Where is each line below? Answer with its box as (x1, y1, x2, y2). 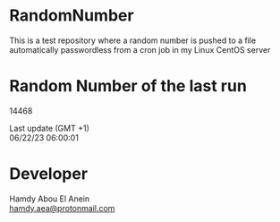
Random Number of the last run (9, 76, 248, 97)
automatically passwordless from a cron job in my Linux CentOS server (9, 44, 271, 55)
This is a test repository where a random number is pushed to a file (9, 35, 257, 46)
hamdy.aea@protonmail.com (9, 202, 115, 213)
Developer (9, 164, 88, 184)
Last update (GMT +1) (9, 123, 89, 133)
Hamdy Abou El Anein (9, 193, 90, 204)
